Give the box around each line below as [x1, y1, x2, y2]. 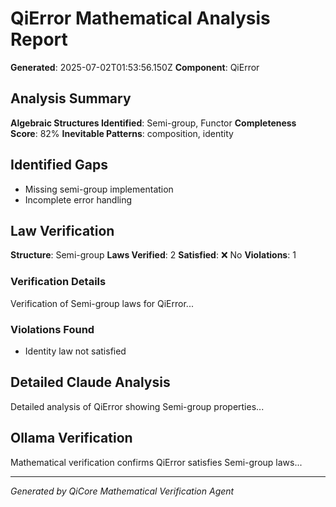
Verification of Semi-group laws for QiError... [10, 297, 194, 309]
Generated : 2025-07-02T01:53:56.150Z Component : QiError [10, 61, 260, 73]
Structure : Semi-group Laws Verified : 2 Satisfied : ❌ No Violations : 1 [10, 249, 297, 261]
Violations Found [10, 322, 95, 336]
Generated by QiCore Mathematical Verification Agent [10, 485, 235, 497]
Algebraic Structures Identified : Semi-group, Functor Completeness [10, 117, 297, 129]
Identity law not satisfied [24, 345, 127, 357]
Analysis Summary [10, 90, 132, 107]
